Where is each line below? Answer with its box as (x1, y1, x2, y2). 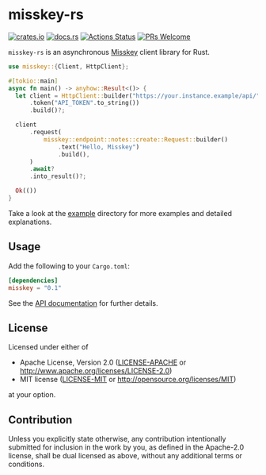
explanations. (8, 217, 52, 226)
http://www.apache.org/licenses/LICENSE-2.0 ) (19, 366, 173, 376)
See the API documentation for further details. (8, 298, 158, 307)
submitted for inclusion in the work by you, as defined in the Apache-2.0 (8, 442, 244, 452)
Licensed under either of (8, 342, 89, 352)
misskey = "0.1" (8, 284, 62, 292)
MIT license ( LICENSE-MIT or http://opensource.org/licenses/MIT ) (19, 375, 237, 384)
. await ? (28, 165, 55, 173)
